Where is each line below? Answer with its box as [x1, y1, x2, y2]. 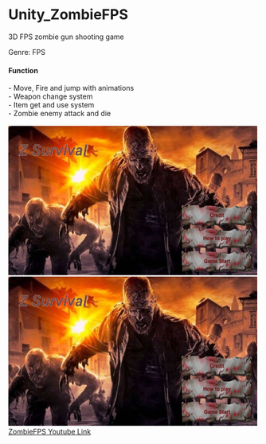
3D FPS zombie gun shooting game [8, 32, 125, 41]
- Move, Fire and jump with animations [8, 84, 135, 93]
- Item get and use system [8, 100, 95, 110]
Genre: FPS [8, 47, 46, 56]
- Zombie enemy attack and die [8, 109, 111, 119]
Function [8, 65, 38, 75]
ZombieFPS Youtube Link [8, 427, 92, 437]
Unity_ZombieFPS [8, 6, 129, 24]
